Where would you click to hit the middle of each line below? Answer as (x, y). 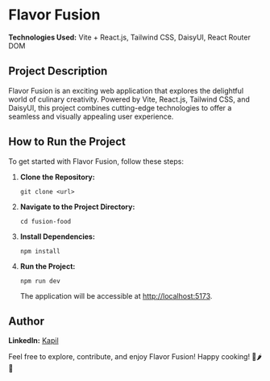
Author (26, 321)
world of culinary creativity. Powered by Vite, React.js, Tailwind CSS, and (129, 99)
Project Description (58, 71)
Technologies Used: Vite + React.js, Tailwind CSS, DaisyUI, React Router (130, 37)
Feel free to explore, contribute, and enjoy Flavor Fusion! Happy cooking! (129, 357)
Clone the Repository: (57, 177)
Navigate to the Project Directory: (77, 207)
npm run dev (40, 281)
